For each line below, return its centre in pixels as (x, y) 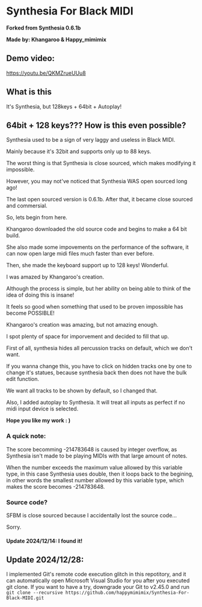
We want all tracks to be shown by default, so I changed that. (82, 391)
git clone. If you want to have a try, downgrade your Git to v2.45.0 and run (98, 587)
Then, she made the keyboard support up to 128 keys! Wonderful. (87, 265)
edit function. (23, 379)
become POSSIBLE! (31, 313)
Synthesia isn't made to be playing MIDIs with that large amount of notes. (97, 456)
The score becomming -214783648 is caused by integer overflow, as (92, 449)
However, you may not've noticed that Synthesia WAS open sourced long (97, 181)
